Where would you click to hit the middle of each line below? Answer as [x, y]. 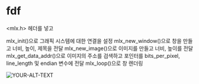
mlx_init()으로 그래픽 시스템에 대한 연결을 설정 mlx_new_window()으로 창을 [94, 41]
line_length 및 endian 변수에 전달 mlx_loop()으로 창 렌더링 [75, 63]
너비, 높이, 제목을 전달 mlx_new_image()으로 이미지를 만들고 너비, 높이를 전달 [103, 48]
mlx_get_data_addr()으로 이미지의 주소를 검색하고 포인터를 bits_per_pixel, [93, 55]
